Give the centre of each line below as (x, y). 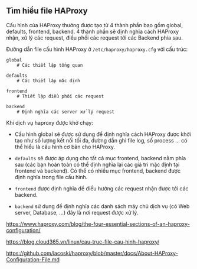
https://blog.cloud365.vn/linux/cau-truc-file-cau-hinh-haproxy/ (83, 242)
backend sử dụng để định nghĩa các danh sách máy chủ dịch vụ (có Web (102, 206)
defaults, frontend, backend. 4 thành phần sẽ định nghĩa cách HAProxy (93, 31)
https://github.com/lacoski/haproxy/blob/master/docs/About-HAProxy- (92, 253)
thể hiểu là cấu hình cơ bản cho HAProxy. (65, 147)
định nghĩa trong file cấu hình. (51, 177)
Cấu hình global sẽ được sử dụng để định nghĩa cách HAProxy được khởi (103, 134)
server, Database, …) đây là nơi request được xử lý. (76, 212)
